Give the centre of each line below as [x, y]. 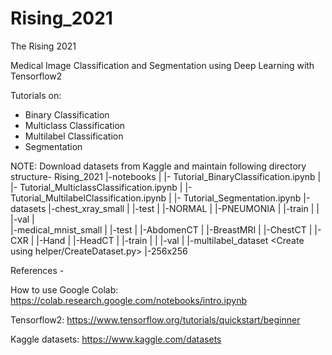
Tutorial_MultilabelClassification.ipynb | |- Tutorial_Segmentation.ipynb [156, 198]
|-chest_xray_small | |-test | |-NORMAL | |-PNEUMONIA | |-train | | [184, 208]
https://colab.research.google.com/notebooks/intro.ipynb [128, 300]
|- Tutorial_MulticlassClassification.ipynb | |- [101, 187]
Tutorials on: [36, 95]
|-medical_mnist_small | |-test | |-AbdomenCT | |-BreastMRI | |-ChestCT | [161, 229]
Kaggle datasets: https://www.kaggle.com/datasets [116, 339]
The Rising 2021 [43, 46]
